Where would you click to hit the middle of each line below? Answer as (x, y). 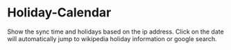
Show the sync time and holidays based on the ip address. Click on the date (115, 32)
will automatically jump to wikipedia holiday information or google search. (112, 38)
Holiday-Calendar (59, 13)
